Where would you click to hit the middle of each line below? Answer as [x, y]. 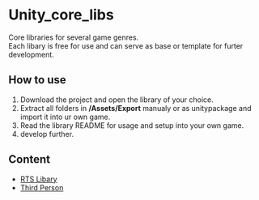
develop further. [47, 134]
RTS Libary [38, 179]
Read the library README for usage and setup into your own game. [132, 125]
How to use [37, 80]
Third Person [42, 187]
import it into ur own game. [65, 117]
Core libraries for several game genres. [74, 37]
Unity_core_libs [62, 15]
